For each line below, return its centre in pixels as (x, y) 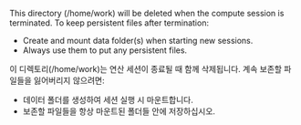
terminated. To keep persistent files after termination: (109, 23)
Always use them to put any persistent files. (105, 50)
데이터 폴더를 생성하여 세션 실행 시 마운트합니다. (108, 100)
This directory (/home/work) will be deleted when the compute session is (147, 13)
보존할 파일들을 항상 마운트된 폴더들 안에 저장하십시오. (119, 111)
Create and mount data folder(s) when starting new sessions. (138, 41)
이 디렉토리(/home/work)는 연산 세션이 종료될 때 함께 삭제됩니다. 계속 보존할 (146, 69)
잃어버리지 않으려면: (69, 80)
